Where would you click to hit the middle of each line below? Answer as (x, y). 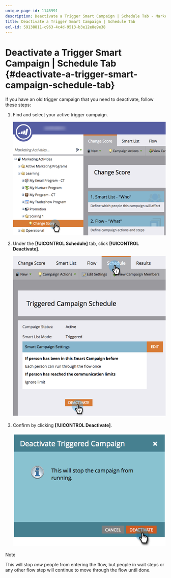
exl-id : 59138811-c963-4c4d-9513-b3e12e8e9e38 (55, 27)
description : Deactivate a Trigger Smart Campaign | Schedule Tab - (79, 16)
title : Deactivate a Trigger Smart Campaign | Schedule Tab (70, 21)
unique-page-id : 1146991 (32, 11)
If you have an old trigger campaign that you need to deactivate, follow (79, 99)
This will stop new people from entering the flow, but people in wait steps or (85, 565)
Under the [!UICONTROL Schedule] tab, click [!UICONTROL (76, 243)
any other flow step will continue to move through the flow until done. (78, 570)
